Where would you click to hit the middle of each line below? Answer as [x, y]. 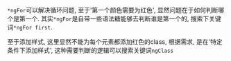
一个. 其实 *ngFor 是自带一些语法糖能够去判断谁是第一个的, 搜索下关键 [123, 19]
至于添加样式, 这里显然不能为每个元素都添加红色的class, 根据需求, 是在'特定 [115, 42]
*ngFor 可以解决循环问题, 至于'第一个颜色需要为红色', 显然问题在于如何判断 [113, 10]
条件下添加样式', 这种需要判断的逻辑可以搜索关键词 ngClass [91, 50]
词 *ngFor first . [30, 27]
